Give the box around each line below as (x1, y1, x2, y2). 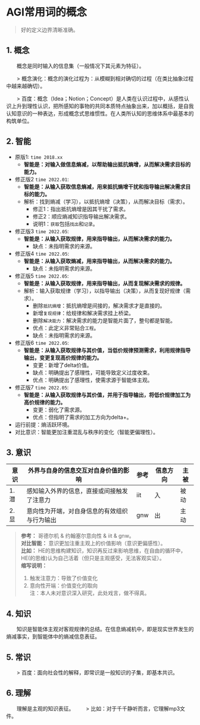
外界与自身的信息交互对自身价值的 (27, 466, 124, 475)
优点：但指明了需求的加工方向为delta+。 (32, 413, 132, 420)
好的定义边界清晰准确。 (20, 26, 79, 33)
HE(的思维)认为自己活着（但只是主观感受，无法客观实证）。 (20, 554, 165, 562)
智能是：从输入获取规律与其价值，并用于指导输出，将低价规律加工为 (23, 391, 191, 398)
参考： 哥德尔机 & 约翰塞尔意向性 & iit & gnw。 (20, 532, 135, 539)
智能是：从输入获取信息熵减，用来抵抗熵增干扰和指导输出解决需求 (23, 183, 186, 190)
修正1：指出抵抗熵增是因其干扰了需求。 (32, 205, 129, 212)
